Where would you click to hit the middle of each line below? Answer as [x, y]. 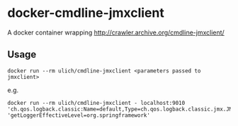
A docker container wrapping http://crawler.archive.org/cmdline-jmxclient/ [116, 32]
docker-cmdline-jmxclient [86, 13]
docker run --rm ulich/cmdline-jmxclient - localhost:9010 [96, 103]
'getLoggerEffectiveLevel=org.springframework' [79, 115]
